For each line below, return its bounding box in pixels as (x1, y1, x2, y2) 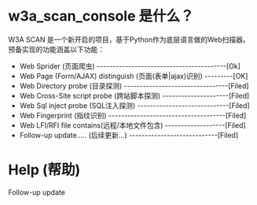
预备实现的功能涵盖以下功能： (8, 44, 105, 54)
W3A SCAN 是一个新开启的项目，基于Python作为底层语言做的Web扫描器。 (8, 35, 250, 44)
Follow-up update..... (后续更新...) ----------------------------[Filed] (19, 130, 239, 140)
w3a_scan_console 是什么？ (8, 7, 194, 25)
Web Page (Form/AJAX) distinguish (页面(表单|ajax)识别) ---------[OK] (19, 71, 248, 80)
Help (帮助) (8, 161, 81, 179)
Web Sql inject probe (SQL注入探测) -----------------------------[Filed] (19, 100, 250, 110)
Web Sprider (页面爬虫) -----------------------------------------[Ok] (19, 61, 241, 71)
